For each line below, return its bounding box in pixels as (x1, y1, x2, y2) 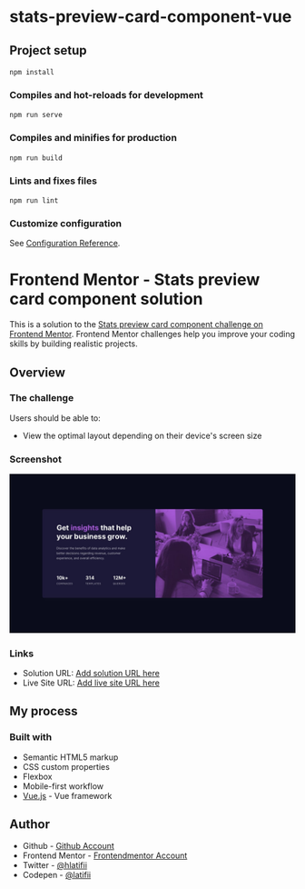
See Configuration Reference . (9, 238, 121, 249)
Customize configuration (9, 216, 123, 229)
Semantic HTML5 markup (22, 752, 119, 763)
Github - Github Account (22, 841, 115, 852)
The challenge (9, 392, 74, 405)
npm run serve (9, 111, 64, 120)
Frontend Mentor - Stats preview (9, 270, 261, 290)
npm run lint (9, 195, 59, 205)
